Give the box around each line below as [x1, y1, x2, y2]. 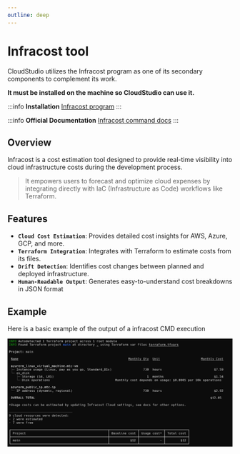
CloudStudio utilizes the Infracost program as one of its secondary [7, 66, 204, 75]
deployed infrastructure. [17, 270, 89, 278]
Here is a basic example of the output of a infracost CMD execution [7, 325, 206, 333]
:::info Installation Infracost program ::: [7, 102, 122, 111]
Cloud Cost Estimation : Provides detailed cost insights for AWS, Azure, [17, 232, 228, 241]
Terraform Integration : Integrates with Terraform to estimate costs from [17, 247, 232, 256]
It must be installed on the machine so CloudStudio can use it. [7, 88, 195, 96]
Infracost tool [7, 43, 89, 59]
